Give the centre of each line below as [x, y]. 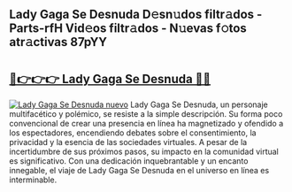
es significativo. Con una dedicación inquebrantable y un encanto [129, 161]
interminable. [33, 180]
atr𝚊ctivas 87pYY [58, 42]
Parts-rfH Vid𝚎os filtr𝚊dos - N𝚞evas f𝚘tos [128, 29]
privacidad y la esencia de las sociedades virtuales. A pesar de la [128, 142]
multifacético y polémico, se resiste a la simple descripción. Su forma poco [146, 114]
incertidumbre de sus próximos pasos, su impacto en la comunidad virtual [144, 151]
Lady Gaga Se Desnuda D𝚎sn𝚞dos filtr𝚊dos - [136, 15]
